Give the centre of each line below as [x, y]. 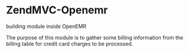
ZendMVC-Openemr [57, 10]
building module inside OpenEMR [46, 26]
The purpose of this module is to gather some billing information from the [95, 37]
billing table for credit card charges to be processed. [70, 44]
